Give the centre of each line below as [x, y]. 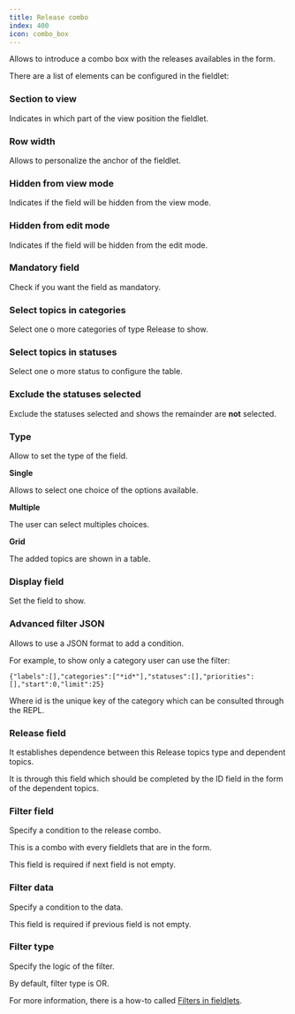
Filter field [32, 810]
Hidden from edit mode [60, 226]
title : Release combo [49, 17]
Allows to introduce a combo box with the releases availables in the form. [142, 59]
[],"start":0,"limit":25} [57, 684]
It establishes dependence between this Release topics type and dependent [147, 752]
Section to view [43, 99]
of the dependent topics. [54, 787]
